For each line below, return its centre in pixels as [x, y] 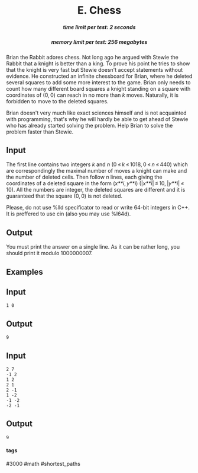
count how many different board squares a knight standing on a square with [98, 88]
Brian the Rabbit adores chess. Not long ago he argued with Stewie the [92, 57]
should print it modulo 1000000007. [49, 253]
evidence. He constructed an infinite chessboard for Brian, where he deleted [99, 76]
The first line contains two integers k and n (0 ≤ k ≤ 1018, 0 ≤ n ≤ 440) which [97, 164]
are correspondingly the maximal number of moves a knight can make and [97, 171]
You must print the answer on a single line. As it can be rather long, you [93, 247]
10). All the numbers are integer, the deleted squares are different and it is [96, 190]
